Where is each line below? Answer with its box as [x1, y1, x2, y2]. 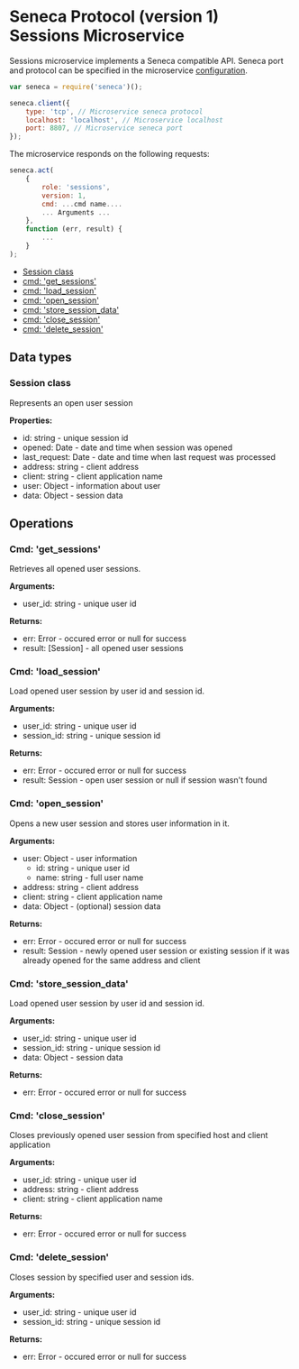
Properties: [9, 415, 52, 426]
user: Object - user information [22, 852, 138, 863]
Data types [9, 350, 72, 365]
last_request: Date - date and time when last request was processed [22, 451, 276, 462]
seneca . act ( [9, 166, 54, 175]
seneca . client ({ [9, 98, 70, 107]
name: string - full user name [35, 872, 144, 883]
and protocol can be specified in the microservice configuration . [9, 65, 248, 76]
